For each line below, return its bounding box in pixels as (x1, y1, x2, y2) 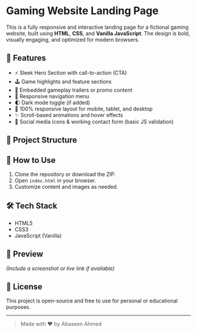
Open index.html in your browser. (14, 177, 97, 184)
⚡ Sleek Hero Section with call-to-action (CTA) (14, 69, 127, 76)
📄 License (6, 281, 43, 292)
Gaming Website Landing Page (6, 4, 159, 18)
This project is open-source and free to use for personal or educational (6, 297, 178, 304)
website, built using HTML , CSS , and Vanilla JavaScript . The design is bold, (6, 29, 191, 36)
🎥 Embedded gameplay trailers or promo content (14, 86, 133, 94)
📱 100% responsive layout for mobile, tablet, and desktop (14, 105, 153, 112)
